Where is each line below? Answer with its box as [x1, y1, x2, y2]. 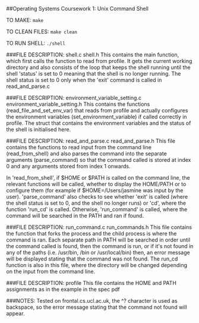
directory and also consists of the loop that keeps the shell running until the [6, 64, 191, 71]
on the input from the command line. [6, 268, 96, 275]
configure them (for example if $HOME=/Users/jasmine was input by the [6, 187, 184, 194]
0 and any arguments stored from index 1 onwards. [6, 163, 131, 170]
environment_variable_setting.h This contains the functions [6, 101, 150, 108]
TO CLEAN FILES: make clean [6, 28, 77, 35]
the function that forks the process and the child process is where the [6, 230, 177, 237]
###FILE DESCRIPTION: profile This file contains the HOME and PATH [6, 280, 177, 286]
